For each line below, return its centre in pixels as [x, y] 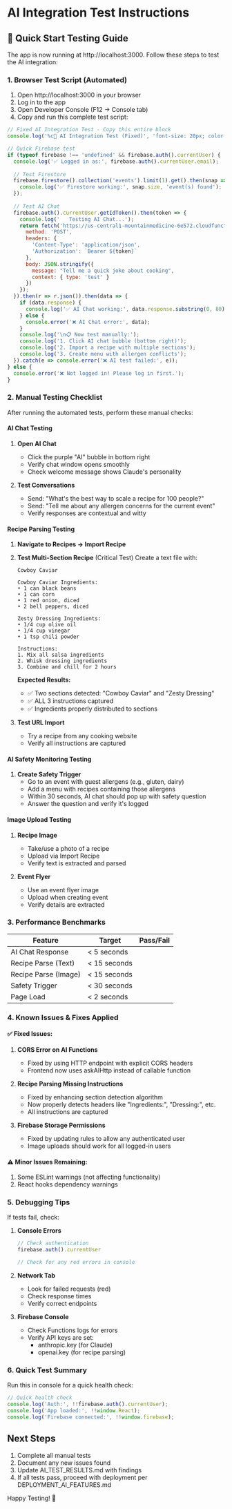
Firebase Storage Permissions [61, 1125]
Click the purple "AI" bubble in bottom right [89, 456]
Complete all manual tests [54, 1455]
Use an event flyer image [63, 890]
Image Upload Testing [39, 819]
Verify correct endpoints [62, 1304]
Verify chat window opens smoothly [78, 464]
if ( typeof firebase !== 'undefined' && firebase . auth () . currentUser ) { [114, 155]
